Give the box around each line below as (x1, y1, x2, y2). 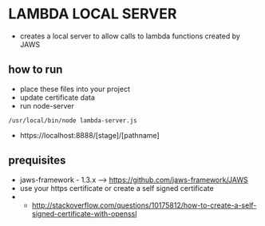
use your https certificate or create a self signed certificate (19, 183, 214, 192)
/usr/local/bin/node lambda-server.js (8, 117, 137, 125)
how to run (8, 63, 63, 77)
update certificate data (19, 93, 96, 102)
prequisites (8, 153, 66, 168)
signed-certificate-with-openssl (31, 208, 137, 218)
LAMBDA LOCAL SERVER (8, 5, 177, 23)
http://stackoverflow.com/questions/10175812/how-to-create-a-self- (31, 200, 257, 210)
